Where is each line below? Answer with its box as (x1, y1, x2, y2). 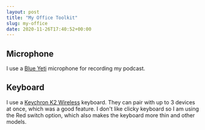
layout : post (6, 9, 40, 15)
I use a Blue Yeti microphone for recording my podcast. (6, 65, 146, 72)
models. (6, 118, 27, 125)
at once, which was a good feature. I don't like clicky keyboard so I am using (6, 105, 199, 112)
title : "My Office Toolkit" (6, 15, 78, 21)
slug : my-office (6, 20, 48, 26)
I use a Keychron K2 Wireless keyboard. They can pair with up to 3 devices (6, 98, 196, 106)
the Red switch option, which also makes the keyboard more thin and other (6, 111, 195, 119)
